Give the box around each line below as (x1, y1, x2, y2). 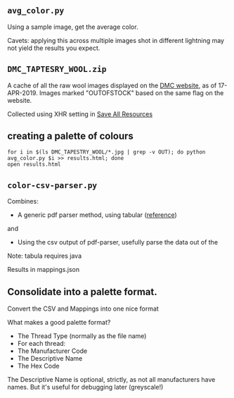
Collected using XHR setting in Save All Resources (7, 109, 153, 118)
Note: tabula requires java (7, 251, 82, 260)
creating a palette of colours (7, 130, 134, 142)
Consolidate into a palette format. (7, 285, 157, 298)
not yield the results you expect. (7, 44, 100, 52)
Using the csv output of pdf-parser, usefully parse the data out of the (17, 238, 219, 247)
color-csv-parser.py (7, 180, 98, 190)
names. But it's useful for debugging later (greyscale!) (7, 383, 164, 392)
